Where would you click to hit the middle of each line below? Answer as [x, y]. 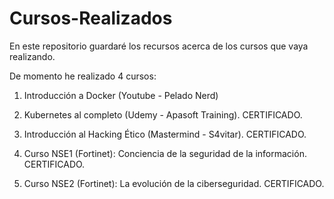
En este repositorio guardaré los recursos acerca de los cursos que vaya [159, 46]
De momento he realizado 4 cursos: [83, 76]
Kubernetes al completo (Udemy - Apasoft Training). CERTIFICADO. [163, 114]
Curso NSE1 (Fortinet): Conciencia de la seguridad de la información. [165, 153]
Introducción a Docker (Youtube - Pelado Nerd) [121, 95]
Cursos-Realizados [91, 18]
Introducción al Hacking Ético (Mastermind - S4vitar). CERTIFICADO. [165, 134]
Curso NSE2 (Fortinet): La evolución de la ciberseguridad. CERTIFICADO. [174, 183]
